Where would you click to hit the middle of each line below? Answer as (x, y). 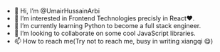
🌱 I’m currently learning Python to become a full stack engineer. (108, 26)
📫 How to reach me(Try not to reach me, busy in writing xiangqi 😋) (114, 41)
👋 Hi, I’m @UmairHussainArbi (57, 11)
